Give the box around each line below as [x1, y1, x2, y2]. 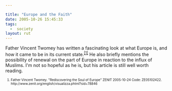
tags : [5, 21, 17, 27]
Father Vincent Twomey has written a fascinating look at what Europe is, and [5, 45, 167, 51]
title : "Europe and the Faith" [5, 12, 72, 17]
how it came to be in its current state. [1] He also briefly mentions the [5, 51, 149, 57]
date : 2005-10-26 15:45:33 [5, 16, 63, 22]
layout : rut [5, 31, 31, 36]
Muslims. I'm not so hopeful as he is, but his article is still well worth [5, 62, 149, 68]
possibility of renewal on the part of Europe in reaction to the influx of [5, 57, 152, 63]
